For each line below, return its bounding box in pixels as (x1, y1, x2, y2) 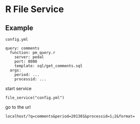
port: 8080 (14, 59, 38, 64)
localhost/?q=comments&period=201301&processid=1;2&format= (5, 114, 135, 119)
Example (5, 24, 33, 32)
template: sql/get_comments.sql (14, 64, 83, 69)
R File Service (5, 4, 64, 15)
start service (5, 86, 32, 91)
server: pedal (14, 54, 44, 59)
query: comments (5, 46, 40, 51)
